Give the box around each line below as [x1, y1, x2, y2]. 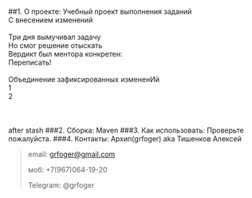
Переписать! [8, 57, 52, 67]
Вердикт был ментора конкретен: [8, 49, 123, 58]
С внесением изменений [8, 15, 93, 25]
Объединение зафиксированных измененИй [8, 75, 159, 84]
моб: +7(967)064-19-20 [27, 165, 108, 174]
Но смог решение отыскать [8, 41, 103, 50]
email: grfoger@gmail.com [27, 149, 116, 159]
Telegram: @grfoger [27, 180, 95, 190]
